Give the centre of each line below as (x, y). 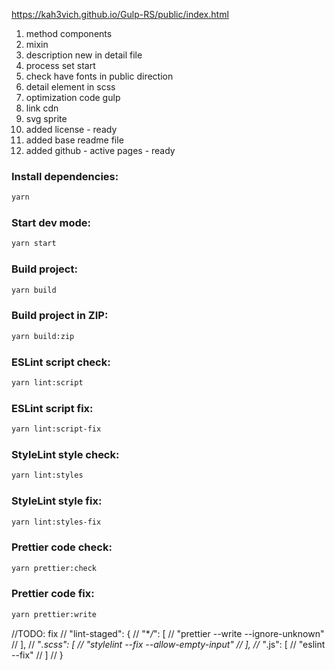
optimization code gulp (73, 97)
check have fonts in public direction (99, 76)
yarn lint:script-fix (56, 429)
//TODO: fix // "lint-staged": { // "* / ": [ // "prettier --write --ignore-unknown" (168, 633)
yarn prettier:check (54, 568)
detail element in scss (70, 87)
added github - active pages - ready (100, 150)
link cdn (42, 108)
